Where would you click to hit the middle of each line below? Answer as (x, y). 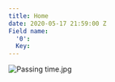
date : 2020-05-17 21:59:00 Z (57, 24)
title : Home (28, 16)
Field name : (28, 31)
